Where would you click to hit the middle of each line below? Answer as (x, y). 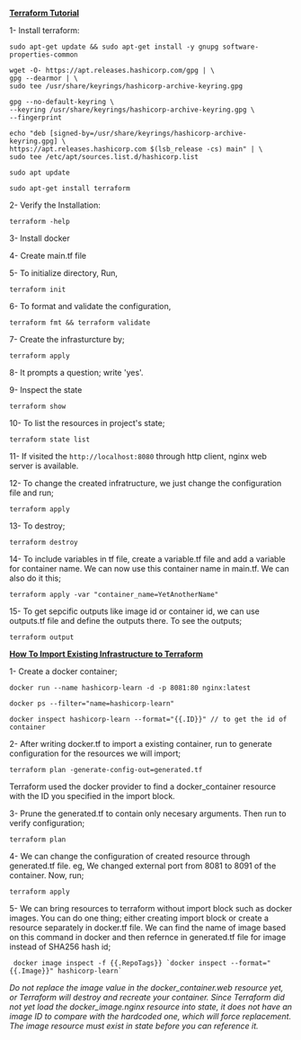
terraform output (42, 637)
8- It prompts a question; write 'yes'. (76, 373)
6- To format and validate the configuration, (90, 306)
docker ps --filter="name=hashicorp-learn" (92, 704)
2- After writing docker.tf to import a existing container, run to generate (141, 744)
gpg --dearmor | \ (44, 78)
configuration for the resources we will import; (95, 753)
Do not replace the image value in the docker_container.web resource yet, (146, 987)
